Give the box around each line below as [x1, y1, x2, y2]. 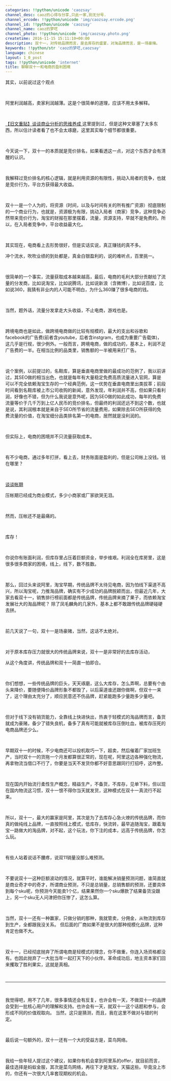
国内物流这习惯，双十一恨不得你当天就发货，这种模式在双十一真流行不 [9, 788, 157, 794]
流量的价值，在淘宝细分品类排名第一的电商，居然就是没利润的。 [9, 412, 144, 419]
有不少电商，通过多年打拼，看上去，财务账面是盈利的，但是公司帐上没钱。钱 [5, 454, 166, 461]
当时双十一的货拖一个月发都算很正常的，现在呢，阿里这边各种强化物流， [14, 754, 166, 760]
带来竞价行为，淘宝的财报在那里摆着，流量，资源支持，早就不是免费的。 [9, 215, 161, 221]
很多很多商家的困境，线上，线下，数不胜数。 [5, 561, 99, 567]
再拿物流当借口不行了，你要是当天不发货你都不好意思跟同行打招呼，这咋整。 [5, 760, 166, 767]
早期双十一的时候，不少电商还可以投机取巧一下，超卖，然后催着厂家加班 [5, 747, 157, 754]
